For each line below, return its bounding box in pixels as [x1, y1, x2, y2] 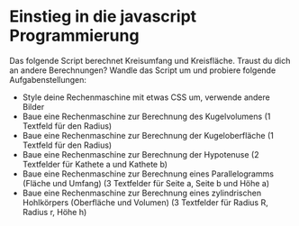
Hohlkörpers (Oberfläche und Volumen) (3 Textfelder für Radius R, [22, 196, 268, 208]
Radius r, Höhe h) [22, 206, 87, 217]
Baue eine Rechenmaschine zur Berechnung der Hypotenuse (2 [22, 149, 259, 159]
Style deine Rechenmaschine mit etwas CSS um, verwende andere [22, 92, 270, 103]
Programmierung [9, 25, 140, 46]
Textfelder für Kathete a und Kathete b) [22, 158, 168, 169]
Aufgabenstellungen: [9, 74, 87, 85]
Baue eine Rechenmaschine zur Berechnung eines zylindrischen [22, 187, 262, 198]
